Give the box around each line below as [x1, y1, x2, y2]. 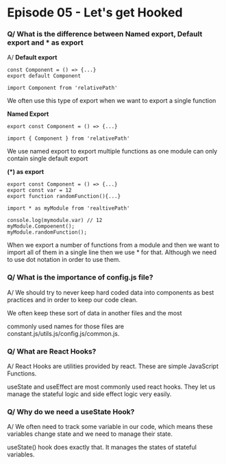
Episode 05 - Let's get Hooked [7, 5, 183, 21]
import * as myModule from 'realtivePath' [7, 205, 130, 212]
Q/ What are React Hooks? [7, 346, 97, 356]
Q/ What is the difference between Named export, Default [7, 29, 203, 39]
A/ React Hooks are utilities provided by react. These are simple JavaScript [7, 362, 219, 371]
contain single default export [7, 154, 88, 162]
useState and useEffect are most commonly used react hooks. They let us [7, 382, 216, 391]
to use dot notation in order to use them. [7, 256, 121, 264]
